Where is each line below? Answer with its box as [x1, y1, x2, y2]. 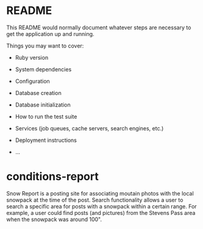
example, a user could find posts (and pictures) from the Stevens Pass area [6, 209, 196, 216]
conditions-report [6, 170, 99, 183]
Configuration [15, 77, 50, 85]
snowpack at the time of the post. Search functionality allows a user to [6, 196, 183, 203]
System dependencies [15, 65, 72, 73]
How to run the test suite [15, 113, 77, 120]
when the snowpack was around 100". [6, 216, 102, 223]
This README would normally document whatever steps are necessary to [6, 24, 191, 31]
